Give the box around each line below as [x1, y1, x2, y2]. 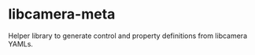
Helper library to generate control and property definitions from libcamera [8, 31, 248, 40]
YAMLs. [8, 39, 34, 48]
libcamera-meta [8, 5, 116, 23]
